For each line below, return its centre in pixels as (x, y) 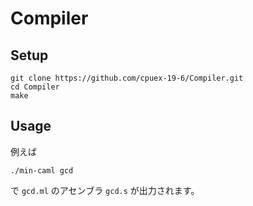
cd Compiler (35, 87)
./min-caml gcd (42, 170)
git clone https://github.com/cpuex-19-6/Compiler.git (127, 78)
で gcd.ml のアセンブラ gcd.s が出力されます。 (105, 190)
